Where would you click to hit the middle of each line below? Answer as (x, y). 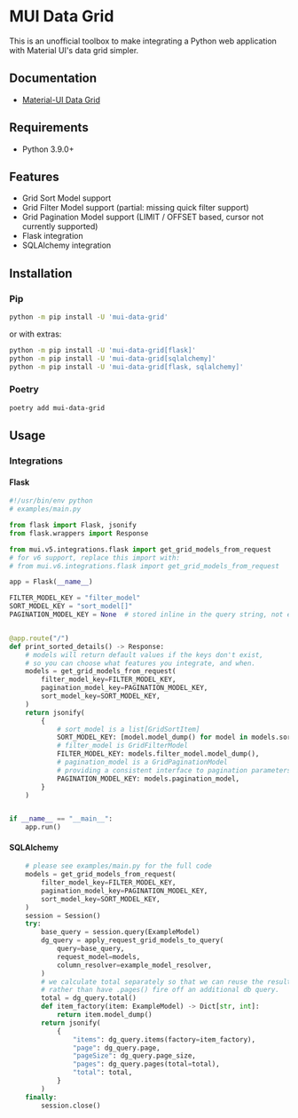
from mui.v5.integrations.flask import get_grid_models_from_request (141, 549)
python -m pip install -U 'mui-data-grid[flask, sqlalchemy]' (126, 367)
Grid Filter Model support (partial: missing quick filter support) (136, 208)
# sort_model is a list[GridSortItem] (128, 729)
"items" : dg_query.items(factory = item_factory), (164, 1039)
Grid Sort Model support (67, 198)
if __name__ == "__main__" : (61, 819)
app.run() (43, 828)
